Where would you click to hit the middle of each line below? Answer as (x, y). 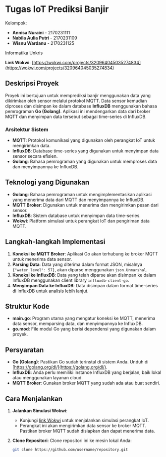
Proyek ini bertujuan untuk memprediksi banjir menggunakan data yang (78, 95)
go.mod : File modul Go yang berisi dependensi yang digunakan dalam (84, 329)
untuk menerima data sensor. (42, 259)
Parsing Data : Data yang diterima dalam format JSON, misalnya (77, 264)
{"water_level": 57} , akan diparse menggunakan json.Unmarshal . (80, 269)
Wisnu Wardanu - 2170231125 (43, 43)
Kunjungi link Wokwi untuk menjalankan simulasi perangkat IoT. (84, 420)
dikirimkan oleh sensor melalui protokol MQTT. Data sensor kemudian (76, 101)
